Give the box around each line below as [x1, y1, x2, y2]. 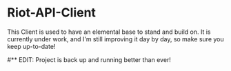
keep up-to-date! [7, 42, 56, 50]
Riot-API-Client [7, 5, 97, 21]
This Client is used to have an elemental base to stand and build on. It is [7, 28, 211, 36]
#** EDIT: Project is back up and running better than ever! [7, 55, 171, 63]
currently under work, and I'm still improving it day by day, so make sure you [7, 34, 224, 43]
